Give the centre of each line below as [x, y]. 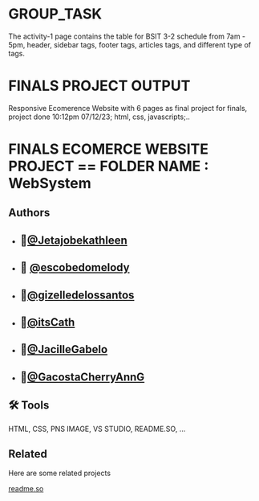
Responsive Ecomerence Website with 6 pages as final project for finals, [128, 108]
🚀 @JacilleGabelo [64, 349]
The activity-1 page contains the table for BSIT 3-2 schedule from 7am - [127, 36]
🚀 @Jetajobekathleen [73, 240]
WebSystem [50, 184]
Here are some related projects [59, 473]
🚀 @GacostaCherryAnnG [82, 377]
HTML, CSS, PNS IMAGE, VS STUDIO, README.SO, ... [97, 429]
